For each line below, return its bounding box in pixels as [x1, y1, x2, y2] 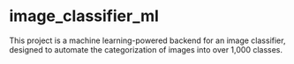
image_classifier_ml [9, 6, 159, 26]
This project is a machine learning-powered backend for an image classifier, [9, 35, 286, 46]
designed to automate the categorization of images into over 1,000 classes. [9, 44, 283, 54]
